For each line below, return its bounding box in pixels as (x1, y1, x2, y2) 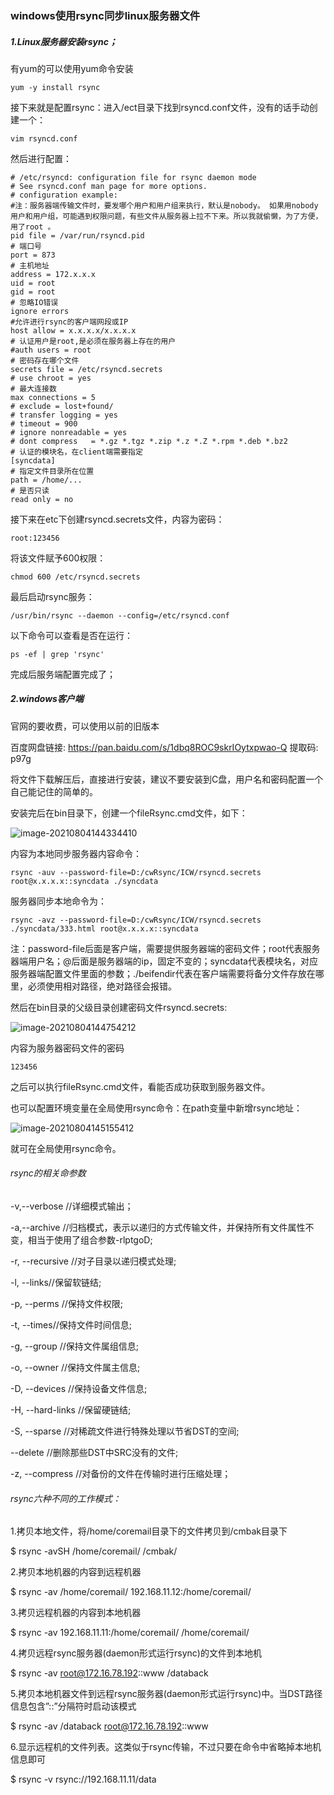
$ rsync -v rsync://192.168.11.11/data (10, 1773, 157, 1786)
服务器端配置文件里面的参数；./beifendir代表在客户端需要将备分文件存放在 (10, 967, 316, 979)
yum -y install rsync (10, 82, 101, 92)
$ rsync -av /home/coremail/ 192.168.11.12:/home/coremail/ (10, 1586, 252, 1598)
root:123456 (10, 533, 60, 543)
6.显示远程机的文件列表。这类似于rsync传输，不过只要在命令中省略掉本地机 (10, 1741, 322, 1753)
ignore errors (10, 306, 70, 316)
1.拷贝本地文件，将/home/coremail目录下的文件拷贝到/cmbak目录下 (10, 1525, 288, 1537)
